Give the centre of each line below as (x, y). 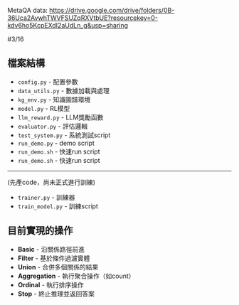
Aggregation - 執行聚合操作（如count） (76, 276)
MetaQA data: (28, 10)
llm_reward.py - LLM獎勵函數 (60, 117)
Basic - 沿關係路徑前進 (51, 249)
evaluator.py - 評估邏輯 (53, 126)
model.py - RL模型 (44, 108)
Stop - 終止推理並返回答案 (56, 294)
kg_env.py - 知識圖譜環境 (54, 100)
